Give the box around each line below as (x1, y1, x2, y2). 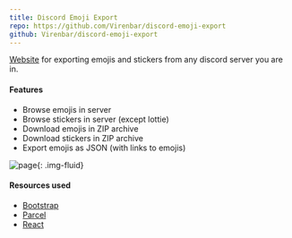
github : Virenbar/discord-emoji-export (9, 30, 159, 38)
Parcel (21, 209, 47, 220)
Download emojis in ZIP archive (21, 123, 139, 134)
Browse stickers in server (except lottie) (21, 114, 169, 124)
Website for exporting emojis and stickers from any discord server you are (9, 55, 284, 65)
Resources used (9, 180, 72, 191)
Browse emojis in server (21, 104, 112, 115)
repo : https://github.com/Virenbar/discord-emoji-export (9, 21, 227, 30)
